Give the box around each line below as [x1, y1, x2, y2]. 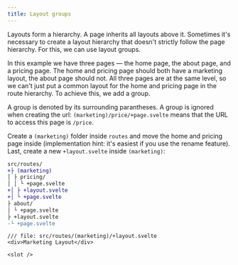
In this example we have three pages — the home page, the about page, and [7, 58, 231, 67]
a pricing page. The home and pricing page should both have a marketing [7, 66, 222, 75]
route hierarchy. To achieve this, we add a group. [7, 89, 151, 97]
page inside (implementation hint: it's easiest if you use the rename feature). [7, 139, 231, 148]
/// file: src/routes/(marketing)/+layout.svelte [7, 232, 158, 240]
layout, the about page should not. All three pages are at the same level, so [7, 74, 227, 82]
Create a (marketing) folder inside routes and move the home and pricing [7, 131, 222, 140]
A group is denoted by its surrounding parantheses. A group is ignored [7, 102, 215, 111]
